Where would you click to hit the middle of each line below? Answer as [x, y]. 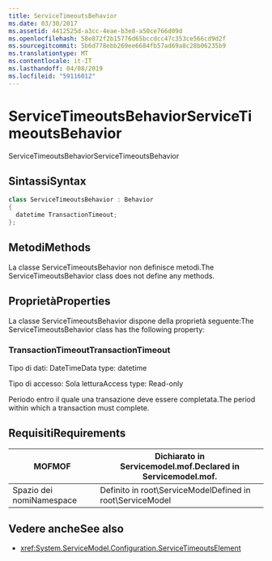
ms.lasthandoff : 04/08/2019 [56, 69]
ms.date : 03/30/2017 [43, 23]
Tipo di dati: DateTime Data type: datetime [78, 368]
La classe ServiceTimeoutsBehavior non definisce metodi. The [111, 267]
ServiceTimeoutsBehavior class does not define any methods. [112, 275]
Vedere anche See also [66, 529]
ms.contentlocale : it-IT [50, 62]
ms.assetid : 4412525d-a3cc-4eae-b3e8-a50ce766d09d [96, 31]
